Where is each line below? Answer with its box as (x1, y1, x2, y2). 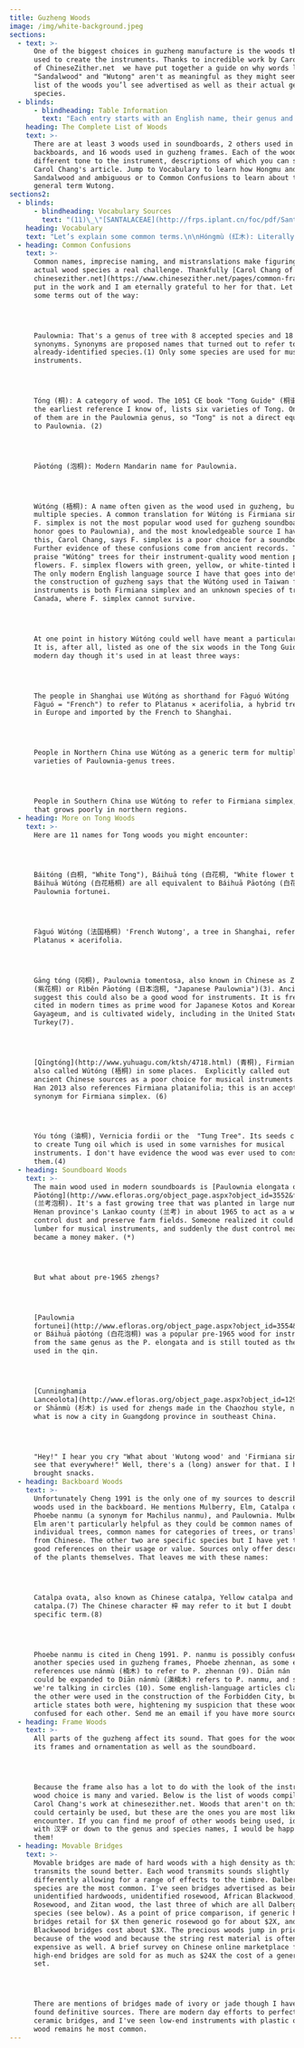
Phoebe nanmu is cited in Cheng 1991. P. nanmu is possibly (33, 1650, 265, 1659)
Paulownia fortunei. (33, 888, 111, 897)
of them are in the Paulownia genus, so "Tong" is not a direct (33, 413, 281, 422)
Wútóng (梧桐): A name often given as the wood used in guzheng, (33, 501, 282, 511)
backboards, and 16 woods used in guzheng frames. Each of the (33, 148, 278, 157)
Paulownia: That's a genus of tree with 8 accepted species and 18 (33, 331, 294, 340)
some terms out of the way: (33, 291, 140, 300)
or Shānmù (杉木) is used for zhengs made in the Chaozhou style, (33, 1404, 287, 1413)
